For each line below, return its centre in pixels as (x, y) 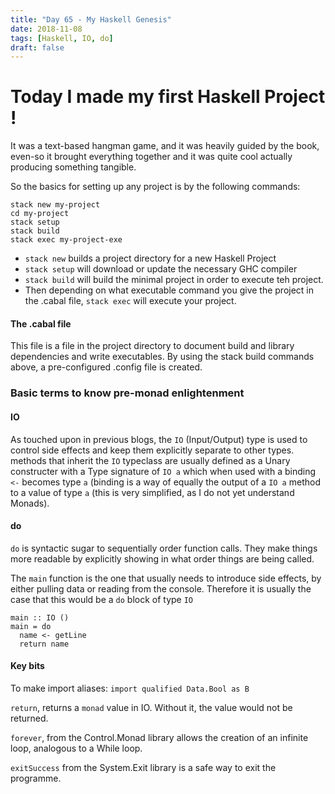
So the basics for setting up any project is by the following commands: (155, 187)
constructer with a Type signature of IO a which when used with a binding (163, 471)
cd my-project (40, 214)
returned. (29, 718)
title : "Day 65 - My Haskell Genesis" (91, 19)
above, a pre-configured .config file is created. (106, 367)
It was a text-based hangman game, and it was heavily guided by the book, (165, 146)
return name (44, 644)
